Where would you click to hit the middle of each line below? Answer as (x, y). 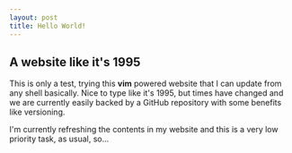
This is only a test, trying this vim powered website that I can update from (146, 84)
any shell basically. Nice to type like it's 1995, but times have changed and (146, 93)
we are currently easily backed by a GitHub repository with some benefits (146, 103)
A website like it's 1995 (75, 62)
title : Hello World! (48, 26)
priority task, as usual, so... (59, 139)
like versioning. (37, 112)
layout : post (34, 17)
